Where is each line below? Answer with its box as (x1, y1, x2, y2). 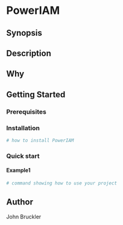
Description (6, 48, 51, 58)
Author (6, 197, 33, 207)
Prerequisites (6, 107, 46, 116)
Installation (6, 123, 40, 132)
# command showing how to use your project (6, 180, 118, 186)
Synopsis (6, 28, 42, 38)
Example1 (6, 167, 31, 174)
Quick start (6, 152, 40, 160)
